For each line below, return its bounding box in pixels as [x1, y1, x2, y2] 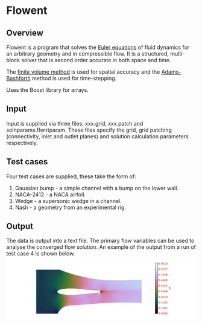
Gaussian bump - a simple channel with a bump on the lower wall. [14, 184, 179, 191]
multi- [169, 50, 185, 57]
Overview [6, 28, 44, 38]
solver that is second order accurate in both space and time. [21, 57, 171, 63]
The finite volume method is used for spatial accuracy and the [6, 68, 160, 76]
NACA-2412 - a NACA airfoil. [14, 191, 86, 198]
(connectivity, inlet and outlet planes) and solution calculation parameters [6, 132, 189, 140]
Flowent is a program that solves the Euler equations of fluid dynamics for [6, 43, 190, 51]
